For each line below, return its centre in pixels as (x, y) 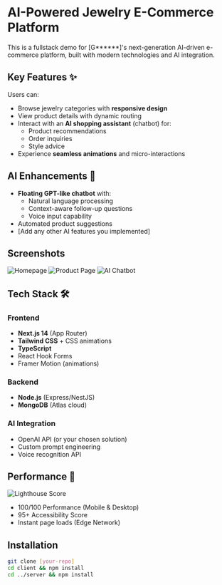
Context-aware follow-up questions (80, 208)
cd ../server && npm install (51, 575)
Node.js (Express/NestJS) (56, 398)
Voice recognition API (49, 454)
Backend (23, 382)
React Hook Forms (45, 356)
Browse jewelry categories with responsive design (92, 108)
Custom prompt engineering (59, 447)
